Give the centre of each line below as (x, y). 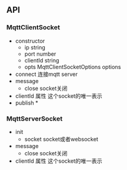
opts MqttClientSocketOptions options (73, 67)
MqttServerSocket (34, 119)
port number (40, 54)
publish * (27, 103)
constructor (30, 41)
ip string (35, 47)
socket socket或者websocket (61, 139)
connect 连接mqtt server (46, 74)
